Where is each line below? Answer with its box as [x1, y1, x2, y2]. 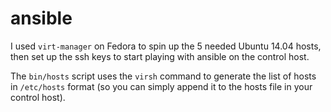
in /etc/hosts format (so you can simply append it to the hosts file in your [10, 80, 313, 92]
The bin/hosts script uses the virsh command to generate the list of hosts [10, 70, 317, 82]
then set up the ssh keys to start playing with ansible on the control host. [10, 50, 310, 62]
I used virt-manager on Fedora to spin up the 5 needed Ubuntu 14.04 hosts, [10, 40, 322, 52]
